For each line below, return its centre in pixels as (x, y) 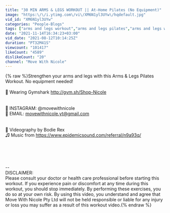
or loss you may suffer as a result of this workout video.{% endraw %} (78, 205)
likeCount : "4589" (25, 52)
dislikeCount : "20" (26, 57)
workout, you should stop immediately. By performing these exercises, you (83, 189)
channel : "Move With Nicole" (36, 62)
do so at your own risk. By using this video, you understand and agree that (83, 194)
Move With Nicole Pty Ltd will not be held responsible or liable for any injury (84, 200)
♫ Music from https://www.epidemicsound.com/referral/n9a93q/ (73, 135)
